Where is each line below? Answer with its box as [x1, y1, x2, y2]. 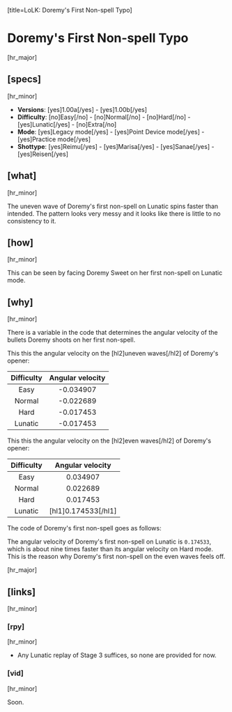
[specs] [7, 73, 42, 86]
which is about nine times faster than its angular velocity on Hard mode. [7, 545, 214, 553]
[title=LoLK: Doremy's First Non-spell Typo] [7, 6, 132, 14]
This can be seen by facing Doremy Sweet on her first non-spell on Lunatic [7, 269, 223, 277]
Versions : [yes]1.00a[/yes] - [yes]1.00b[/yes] [17, 105, 148, 113]
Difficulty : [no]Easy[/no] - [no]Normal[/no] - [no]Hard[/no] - [17, 113, 191, 121]
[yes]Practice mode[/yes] [17, 135, 91, 143]
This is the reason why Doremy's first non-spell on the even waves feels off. [7, 553, 226, 561]
